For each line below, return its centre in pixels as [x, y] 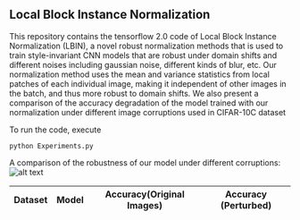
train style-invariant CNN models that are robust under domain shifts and [143, 55]
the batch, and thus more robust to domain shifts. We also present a [134, 93]
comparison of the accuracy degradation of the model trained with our [139, 103]
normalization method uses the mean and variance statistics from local [140, 74]
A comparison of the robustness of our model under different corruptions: [145, 162]
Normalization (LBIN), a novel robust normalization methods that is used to [146, 46]
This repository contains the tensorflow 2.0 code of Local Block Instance [143, 36]
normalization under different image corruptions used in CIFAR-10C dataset [148, 112]
